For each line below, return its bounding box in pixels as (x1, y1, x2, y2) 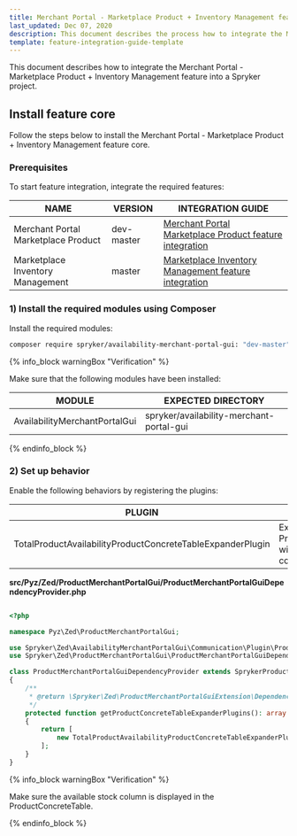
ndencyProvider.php (9, 586, 87, 597)
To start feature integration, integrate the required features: (9, 182, 225, 192)
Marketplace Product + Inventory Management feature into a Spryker (9, 72, 261, 82)
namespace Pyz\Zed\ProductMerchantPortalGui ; (9, 627, 179, 636)
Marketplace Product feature (163, 228, 283, 241)
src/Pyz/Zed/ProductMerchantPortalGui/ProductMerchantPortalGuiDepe (9, 577, 285, 587)
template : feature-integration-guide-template (9, 37, 184, 47)
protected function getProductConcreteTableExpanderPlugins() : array (25, 708, 287, 717)
